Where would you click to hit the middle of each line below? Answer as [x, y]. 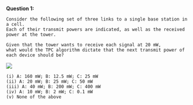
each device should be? [35, 55]
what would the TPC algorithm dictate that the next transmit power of [95, 50]
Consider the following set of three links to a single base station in [97, 19]
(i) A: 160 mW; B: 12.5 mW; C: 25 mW [52, 76]
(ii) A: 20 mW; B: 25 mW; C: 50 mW [50, 82]
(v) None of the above [34, 97]
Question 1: [20, 9]
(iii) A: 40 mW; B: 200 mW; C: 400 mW [53, 87]
